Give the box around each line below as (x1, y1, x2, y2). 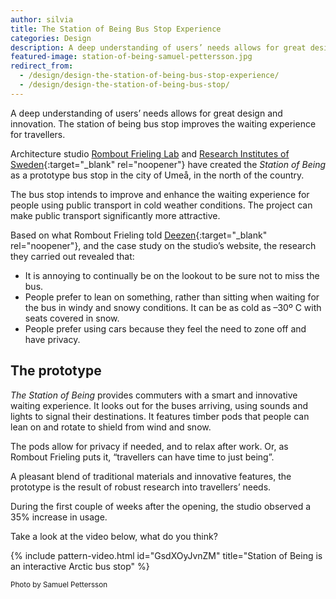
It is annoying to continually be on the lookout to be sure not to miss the (24, 269, 320, 281)
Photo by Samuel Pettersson (10, 579, 108, 590)
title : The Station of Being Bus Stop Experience (10, 24, 222, 34)
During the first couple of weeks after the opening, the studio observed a (10, 500, 312, 512)
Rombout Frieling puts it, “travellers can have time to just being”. (10, 451, 275, 463)
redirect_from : (10, 61, 74, 71)
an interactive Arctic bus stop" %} (10, 560, 150, 572)
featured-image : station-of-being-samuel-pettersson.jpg (10, 52, 253, 62)
